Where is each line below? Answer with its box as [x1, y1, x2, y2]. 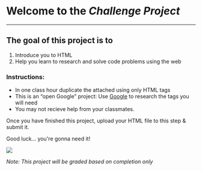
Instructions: [6, 73, 45, 81]
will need [14, 99, 38, 106]
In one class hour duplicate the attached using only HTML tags [14, 86, 171, 94]
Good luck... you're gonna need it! [6, 135, 91, 142]
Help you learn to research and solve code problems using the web [14, 58, 182, 65]
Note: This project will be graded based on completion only [6, 158, 153, 166]
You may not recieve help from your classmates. [14, 106, 135, 113]
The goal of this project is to [6, 35, 113, 46]
